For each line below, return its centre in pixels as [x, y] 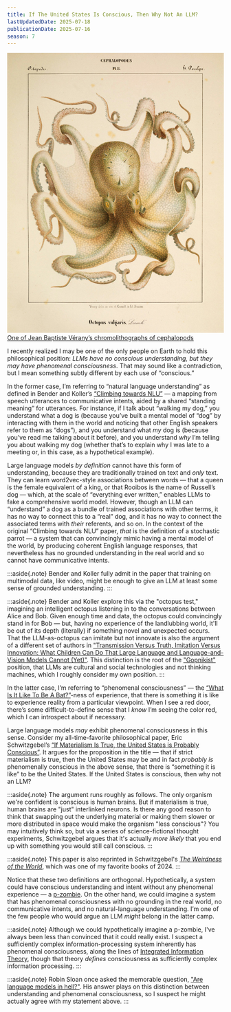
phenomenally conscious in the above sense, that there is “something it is [111, 767]
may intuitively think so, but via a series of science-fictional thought [103, 831]
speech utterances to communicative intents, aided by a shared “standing [112, 401]
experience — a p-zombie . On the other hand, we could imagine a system [112, 894]
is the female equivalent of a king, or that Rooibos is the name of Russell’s [111, 487]
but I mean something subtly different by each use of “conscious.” [101, 373]
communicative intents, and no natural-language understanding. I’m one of [113, 909]
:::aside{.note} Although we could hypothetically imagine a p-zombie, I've [111, 929]
